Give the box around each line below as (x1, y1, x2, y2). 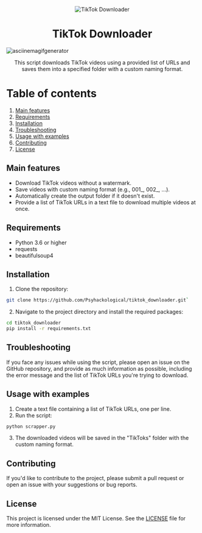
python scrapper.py (6, 423, 56, 430)
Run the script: (15, 411, 52, 419)
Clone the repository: (15, 286, 69, 293)
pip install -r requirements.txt (6, 326, 91, 332)
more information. (6, 521, 51, 529)
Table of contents (6, 87, 97, 100)
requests (15, 245, 38, 252)
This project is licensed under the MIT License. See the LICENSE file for (6, 515, 186, 522)
